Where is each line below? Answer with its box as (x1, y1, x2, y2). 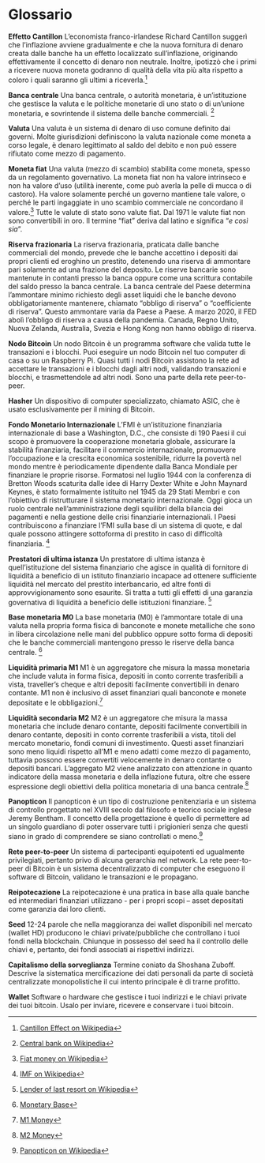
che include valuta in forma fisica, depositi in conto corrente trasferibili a (8, 671, 244, 680)
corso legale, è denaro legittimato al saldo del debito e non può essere (8, 141, 237, 150)
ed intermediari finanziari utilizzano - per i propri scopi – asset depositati (8, 895, 244, 905)
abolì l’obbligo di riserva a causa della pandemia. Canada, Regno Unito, (8, 314, 239, 325)
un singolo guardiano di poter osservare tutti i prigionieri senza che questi (8, 822, 248, 831)
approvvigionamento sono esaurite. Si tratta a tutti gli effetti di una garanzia (8, 587, 253, 597)
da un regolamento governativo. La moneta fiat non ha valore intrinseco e (8, 172, 247, 183)
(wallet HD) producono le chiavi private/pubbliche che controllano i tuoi (8, 928, 241, 937)
